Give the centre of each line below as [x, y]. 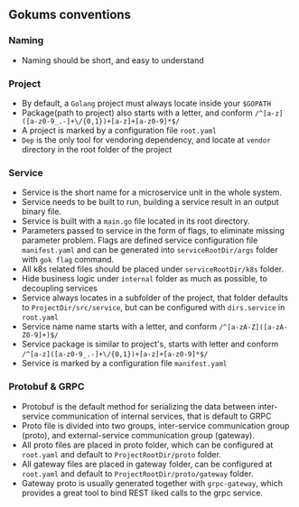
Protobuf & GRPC [47, 387]
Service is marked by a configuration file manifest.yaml [124, 364]
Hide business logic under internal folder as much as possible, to [145, 279]
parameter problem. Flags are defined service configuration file [140, 240]
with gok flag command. [68, 260]
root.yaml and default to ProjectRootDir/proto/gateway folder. [137, 474]
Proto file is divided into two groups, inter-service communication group [155, 425]
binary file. [42, 212]
